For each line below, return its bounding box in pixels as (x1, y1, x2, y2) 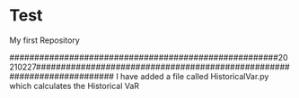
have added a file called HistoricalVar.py (119, 70, 269, 81)
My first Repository (9, 35, 81, 45)
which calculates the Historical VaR (9, 80, 140, 91)
